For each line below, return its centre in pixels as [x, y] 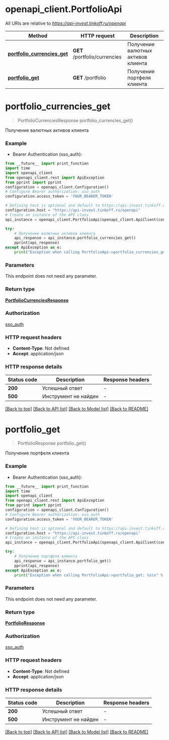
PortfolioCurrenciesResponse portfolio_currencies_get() [75, 120]
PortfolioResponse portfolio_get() [52, 443]
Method [38, 35]
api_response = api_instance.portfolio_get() [63, 561]
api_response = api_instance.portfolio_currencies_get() [75, 238]
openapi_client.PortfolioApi [64, 9]
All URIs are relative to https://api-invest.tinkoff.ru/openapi [66, 23]
